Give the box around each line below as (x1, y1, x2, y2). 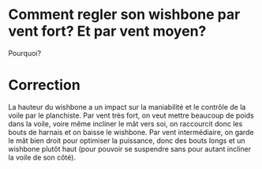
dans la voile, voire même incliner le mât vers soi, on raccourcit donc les (8, 118, 243, 128)
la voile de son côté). (8, 152, 77, 162)
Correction (8, 77, 80, 94)
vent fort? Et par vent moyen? (8, 22, 207, 40)
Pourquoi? (8, 48, 42, 58)
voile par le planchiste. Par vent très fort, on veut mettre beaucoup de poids (8, 111, 254, 120)
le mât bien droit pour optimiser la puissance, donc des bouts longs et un (8, 136, 246, 145)
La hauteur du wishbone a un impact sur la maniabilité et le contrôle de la (8, 102, 246, 111)
